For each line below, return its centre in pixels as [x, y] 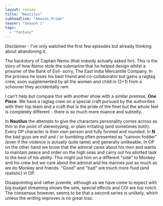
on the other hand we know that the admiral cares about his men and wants [81, 147]
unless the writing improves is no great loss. [49, 198]
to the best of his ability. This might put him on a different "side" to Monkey [80, 157]
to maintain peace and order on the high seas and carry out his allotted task [81, 152]
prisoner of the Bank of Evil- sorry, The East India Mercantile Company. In [79, 71]
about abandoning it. [26, 51]
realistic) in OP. [20, 173]
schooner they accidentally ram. [37, 87]
